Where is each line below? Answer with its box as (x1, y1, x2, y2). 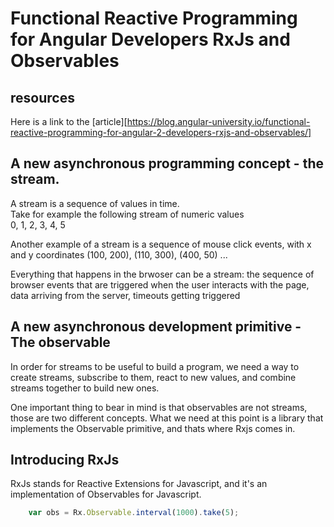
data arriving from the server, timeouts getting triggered (10, 289, 241, 301)
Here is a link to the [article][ (10, 116, 128, 127)
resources (10, 89, 75, 106)
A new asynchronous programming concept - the (10, 155, 324, 172)
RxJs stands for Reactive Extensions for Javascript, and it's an (10, 478, 268, 490)
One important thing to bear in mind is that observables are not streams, (10, 401, 308, 413)
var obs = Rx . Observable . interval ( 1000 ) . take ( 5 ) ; (28, 508, 240, 518)
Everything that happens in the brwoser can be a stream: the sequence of (10, 268, 315, 280)
